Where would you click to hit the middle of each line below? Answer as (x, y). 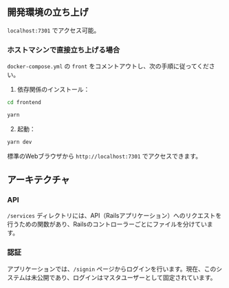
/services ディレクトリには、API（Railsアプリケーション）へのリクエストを (115, 216)
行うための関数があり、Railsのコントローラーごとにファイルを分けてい (107, 224)
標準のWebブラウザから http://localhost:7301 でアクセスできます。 (104, 156)
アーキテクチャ (39, 180)
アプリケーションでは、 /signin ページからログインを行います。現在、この (112, 269)
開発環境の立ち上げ (48, 12)
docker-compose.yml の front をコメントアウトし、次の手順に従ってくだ (108, 66)
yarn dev (20, 142)
